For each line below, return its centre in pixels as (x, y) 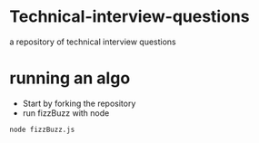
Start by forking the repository (79, 103)
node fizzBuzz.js (42, 129)
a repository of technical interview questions (93, 42)
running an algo (70, 78)
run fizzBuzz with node (66, 113)
